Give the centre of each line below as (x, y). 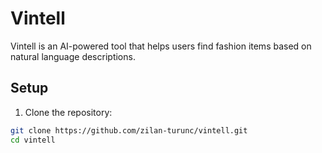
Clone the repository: (68, 112)
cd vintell (33, 140)
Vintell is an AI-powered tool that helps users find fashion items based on (161, 46)
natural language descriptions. (73, 56)
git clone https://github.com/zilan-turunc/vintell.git (129, 130)
